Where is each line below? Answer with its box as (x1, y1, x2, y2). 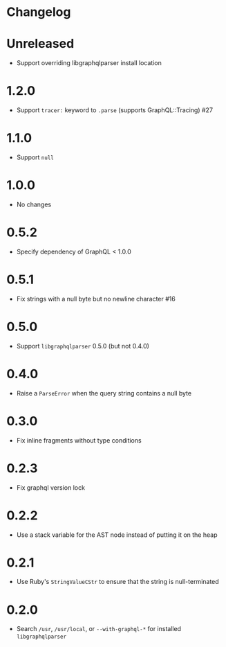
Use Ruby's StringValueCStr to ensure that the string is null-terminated (16, 578, 219, 586)
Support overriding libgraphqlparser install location (16, 59, 162, 67)
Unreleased (6, 36, 75, 52)
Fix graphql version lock (16, 483, 86, 492)
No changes (16, 200, 52, 209)
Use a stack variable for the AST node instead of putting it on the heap (16, 531, 218, 539)
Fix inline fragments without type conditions (16, 436, 142, 444)
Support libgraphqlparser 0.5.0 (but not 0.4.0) (16, 342, 150, 350)
